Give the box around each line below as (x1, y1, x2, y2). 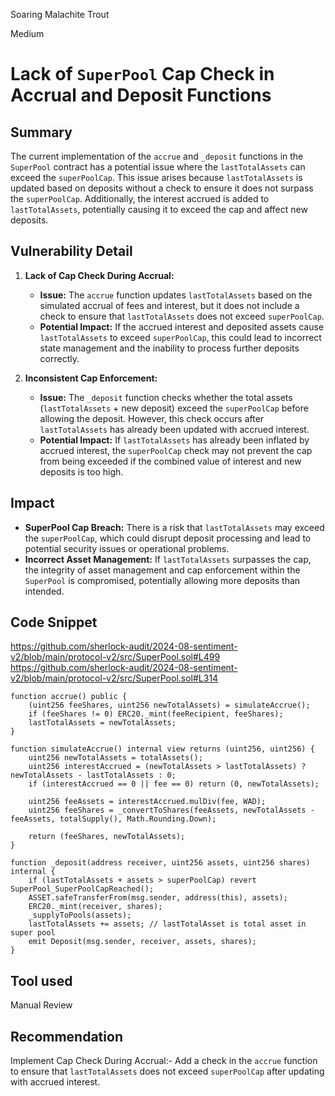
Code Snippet (10, 614, 98, 631)
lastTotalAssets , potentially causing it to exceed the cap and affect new (10, 204, 308, 215)
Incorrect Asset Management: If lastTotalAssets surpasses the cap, (24, 553, 312, 565)
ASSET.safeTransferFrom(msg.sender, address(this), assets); (28, 893, 288, 903)
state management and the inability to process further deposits (39, 342, 300, 354)
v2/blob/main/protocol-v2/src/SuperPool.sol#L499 (10, 651, 221, 663)
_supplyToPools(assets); (28, 910, 132, 921)
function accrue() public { (10, 692, 128, 702)
